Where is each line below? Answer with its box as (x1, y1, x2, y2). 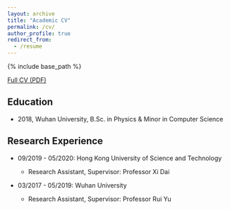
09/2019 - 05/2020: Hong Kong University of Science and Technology (17, 154, 222, 162)
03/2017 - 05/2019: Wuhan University (17, 181, 127, 190)
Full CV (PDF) (7, 76, 47, 84)
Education (7, 96, 54, 108)
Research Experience (7, 135, 104, 147)
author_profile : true (7, 29, 71, 37)
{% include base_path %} (7, 63, 82, 70)
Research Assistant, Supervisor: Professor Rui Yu (28, 195, 171, 203)
